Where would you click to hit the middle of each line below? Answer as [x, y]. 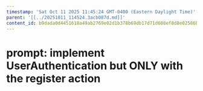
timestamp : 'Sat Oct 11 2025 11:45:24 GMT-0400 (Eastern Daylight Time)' [101, 12]
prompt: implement [55, 53]
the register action [53, 78]
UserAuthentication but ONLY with [95, 65]
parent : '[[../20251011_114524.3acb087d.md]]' [66, 17]
